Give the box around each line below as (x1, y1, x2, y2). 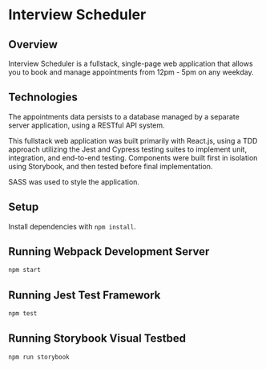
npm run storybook (8, 353, 70, 361)
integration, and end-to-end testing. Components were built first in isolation (8, 152, 258, 162)
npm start (8, 266, 42, 274)
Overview (8, 38, 58, 51)
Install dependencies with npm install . (8, 221, 136, 231)
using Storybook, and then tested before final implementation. (8, 161, 213, 171)
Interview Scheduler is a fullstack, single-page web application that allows (8, 59, 254, 68)
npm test (8, 310, 38, 318)
